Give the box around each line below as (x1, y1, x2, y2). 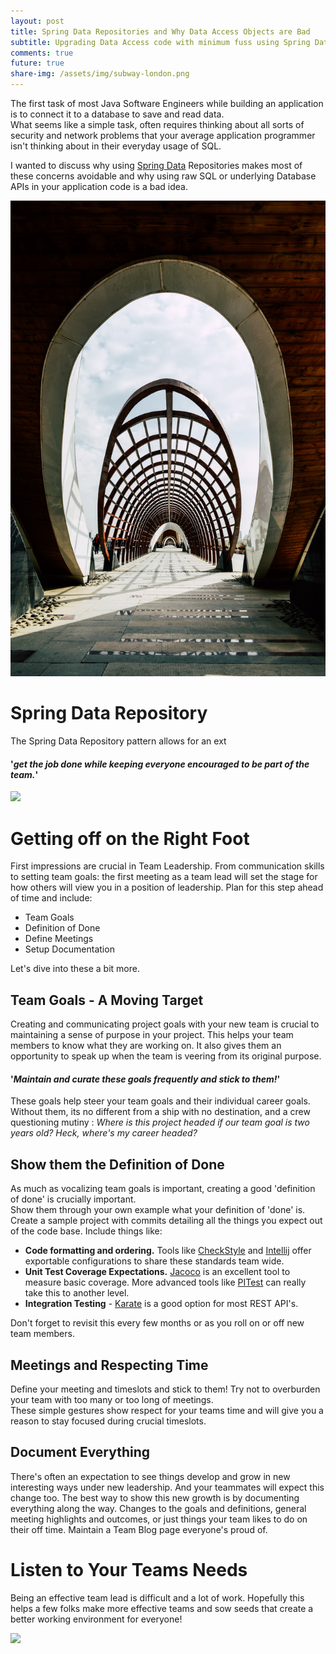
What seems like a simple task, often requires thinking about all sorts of (10, 119, 305, 130)
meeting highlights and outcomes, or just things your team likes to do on (10, 1513, 308, 1525)
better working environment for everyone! (10, 1613, 183, 1625)
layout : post (10, 16, 65, 26)
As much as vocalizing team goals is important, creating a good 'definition (10, 1183, 316, 1195)
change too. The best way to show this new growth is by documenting (10, 1491, 300, 1504)
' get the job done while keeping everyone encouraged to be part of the (10, 758, 310, 770)
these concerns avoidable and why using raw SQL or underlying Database (10, 170, 317, 182)
